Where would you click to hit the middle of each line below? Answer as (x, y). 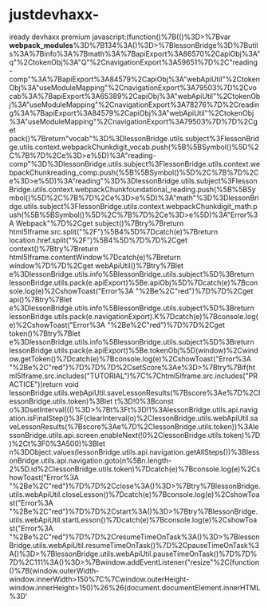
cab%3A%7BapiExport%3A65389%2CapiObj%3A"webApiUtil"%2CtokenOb (135, 96)
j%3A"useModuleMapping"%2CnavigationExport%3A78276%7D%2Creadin (134, 104)
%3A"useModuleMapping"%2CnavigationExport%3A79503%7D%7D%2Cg (133, 121)
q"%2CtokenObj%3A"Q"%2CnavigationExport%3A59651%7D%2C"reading (134, 62)
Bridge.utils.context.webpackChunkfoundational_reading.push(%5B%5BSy (132, 189)
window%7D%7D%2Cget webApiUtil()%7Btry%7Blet (97, 266)
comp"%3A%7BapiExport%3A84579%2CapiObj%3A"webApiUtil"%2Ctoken (134, 79)
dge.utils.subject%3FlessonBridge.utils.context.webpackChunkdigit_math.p (133, 206)
